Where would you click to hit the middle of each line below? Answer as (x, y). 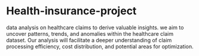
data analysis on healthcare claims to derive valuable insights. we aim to (95, 27)
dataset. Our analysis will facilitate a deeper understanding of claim (89, 40)
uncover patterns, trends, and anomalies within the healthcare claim (90, 33)
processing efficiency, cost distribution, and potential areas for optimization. (100, 46)
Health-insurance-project (71, 11)
